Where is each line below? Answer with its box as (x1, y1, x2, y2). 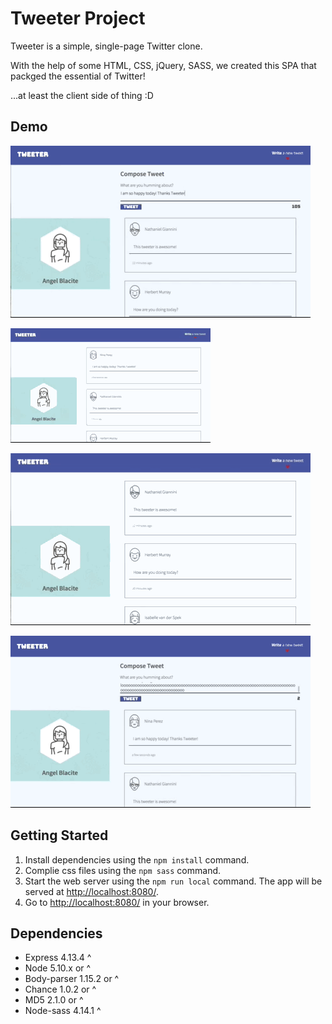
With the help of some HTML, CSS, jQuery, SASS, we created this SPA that (10, 59, 317, 71)
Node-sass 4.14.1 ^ (24, 1005, 102, 1017)
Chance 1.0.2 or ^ (24, 983, 97, 996)
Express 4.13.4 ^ (24, 952, 92, 964)
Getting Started (10, 827, 109, 844)
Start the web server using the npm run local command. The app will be (24, 875, 323, 887)
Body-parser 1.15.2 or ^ (24, 973, 120, 985)
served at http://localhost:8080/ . (24, 885, 159, 897)
